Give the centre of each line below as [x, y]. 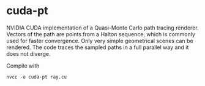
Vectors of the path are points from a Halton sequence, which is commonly [101, 34]
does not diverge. [28, 53]
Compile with [23, 66]
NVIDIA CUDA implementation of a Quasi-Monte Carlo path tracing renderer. [102, 28]
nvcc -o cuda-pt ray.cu [37, 77]
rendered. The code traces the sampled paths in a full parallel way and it [98, 47]
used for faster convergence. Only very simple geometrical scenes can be [100, 41]
